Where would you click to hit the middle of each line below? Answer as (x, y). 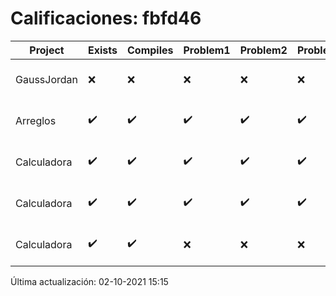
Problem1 (207, 50)
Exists (103, 50)
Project (47, 50)
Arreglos (36, 120)
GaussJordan (46, 79)
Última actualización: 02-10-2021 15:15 (89, 281)
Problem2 (263, 50)
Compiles (150, 50)
